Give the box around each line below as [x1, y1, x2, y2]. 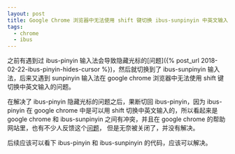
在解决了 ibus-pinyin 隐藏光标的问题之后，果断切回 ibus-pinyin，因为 [7, 97, 206, 106]
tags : [7, 23, 23, 30]
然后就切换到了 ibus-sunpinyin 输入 [118, 65, 220, 73]
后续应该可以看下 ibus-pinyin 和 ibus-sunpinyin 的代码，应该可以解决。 [7, 139, 212, 147]
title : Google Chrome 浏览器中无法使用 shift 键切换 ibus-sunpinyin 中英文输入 [7, 17, 229, 24]
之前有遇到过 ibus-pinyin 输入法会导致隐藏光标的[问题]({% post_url [7, 57, 199, 65]
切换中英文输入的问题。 [7, 83, 75, 91]
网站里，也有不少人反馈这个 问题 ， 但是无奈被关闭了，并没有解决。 [7, 124, 199, 132]
